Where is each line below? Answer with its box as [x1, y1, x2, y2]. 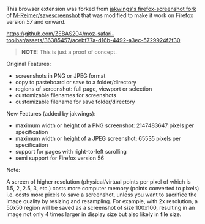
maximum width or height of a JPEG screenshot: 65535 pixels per [15, 135, 181, 142]
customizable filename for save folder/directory [15, 98, 135, 105]
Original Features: [6, 61, 51, 67]
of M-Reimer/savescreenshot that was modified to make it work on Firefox [6, 12, 194, 19]
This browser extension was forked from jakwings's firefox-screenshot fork [6, 6, 197, 12]
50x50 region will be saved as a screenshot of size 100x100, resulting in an [6, 204, 195, 211]
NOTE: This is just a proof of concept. [21, 48, 117, 56]
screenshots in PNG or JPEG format [15, 72, 106, 79]
